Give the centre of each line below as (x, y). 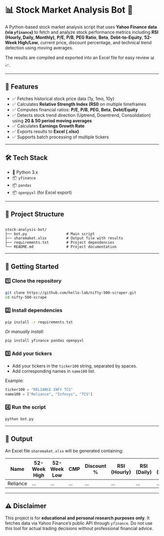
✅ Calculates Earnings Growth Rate (48, 126)
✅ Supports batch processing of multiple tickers (60, 137)
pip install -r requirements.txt (39, 322)
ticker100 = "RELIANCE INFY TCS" (39, 390)
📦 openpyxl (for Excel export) (42, 192)
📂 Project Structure (35, 214)
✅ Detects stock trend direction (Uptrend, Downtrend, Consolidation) (82, 115)
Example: (14, 381)
